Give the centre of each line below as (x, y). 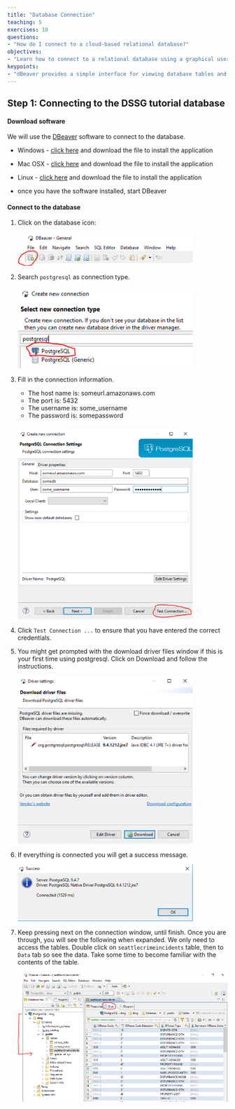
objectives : (24, 52)
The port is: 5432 (53, 401)
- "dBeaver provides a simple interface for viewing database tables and (117, 74)
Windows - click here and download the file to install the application (115, 150)
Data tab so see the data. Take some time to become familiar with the (117, 955)
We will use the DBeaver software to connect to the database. (96, 137)
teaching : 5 (24, 22)
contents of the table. (48, 962)
